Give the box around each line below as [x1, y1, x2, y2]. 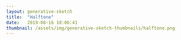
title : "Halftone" [6, 14, 54, 20]
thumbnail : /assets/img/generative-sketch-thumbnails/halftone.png [6, 25, 176, 31]
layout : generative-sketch [6, 8, 73, 15]
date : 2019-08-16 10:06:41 [6, 19, 78, 25]
